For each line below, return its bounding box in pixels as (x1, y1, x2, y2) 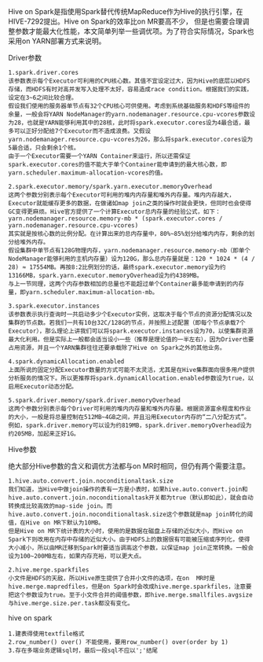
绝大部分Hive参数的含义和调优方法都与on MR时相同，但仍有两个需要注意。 (8, 462, 250, 470)
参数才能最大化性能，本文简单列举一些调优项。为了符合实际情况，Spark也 (14, 27, 254, 35)
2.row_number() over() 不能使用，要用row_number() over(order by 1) (8, 638, 229, 646)
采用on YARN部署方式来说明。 (8, 36, 106, 46)
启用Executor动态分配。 (8, 383, 78, 391)
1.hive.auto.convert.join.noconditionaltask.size (8, 477, 174, 485)
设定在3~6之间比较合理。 (8, 94, 78, 101)
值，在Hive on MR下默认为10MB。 (8, 519, 104, 527)
